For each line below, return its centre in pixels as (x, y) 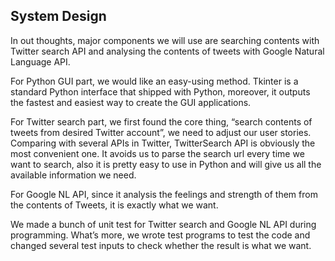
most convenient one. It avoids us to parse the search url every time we (157, 153)
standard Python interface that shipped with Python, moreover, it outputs (160, 91)
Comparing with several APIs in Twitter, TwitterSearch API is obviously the (163, 143)
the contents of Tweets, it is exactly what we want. (114, 205)
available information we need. (73, 175)
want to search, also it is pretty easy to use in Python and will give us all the (166, 164)
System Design (58, 16)
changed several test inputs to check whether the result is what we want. (161, 245)
